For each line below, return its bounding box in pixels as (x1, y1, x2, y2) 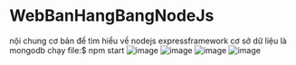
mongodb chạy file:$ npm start (9, 44, 125, 55)
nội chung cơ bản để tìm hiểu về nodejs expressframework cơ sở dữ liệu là (9, 35, 287, 46)
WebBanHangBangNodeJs (9, 5, 215, 26)
